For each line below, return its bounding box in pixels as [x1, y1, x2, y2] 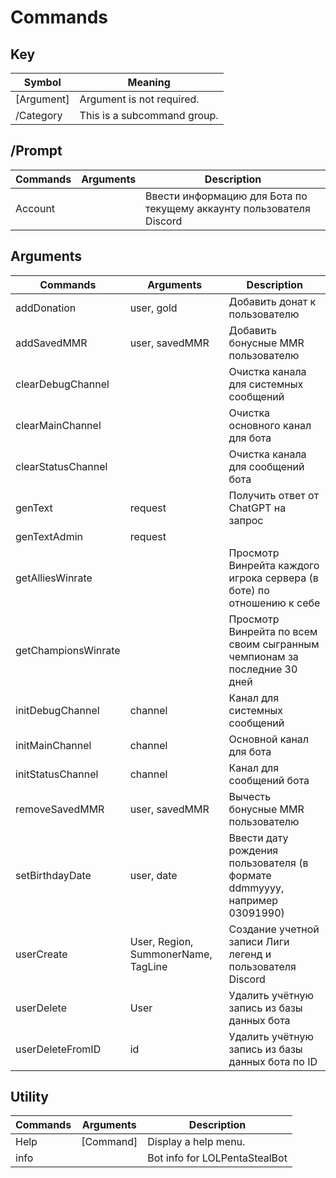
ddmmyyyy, [228, 881, 285, 895]
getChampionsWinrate [15, 643, 121, 657]
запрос [228, 513, 264, 527]
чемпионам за [228, 649, 299, 663]
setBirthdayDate [15, 868, 92, 882]
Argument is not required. [79, 92, 200, 106]
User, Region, [129, 934, 194, 948]
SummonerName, [129, 947, 213, 961]
